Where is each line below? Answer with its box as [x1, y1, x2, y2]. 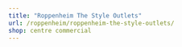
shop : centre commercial [8, 26, 92, 34]
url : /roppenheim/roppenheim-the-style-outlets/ [8, 19, 175, 27]
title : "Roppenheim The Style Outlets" [8, 11, 143, 20]
